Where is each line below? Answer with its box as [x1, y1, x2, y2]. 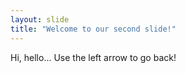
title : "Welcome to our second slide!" [10, 24, 177, 34]
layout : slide [10, 14, 70, 25]
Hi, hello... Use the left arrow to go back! [10, 51, 177, 63]
